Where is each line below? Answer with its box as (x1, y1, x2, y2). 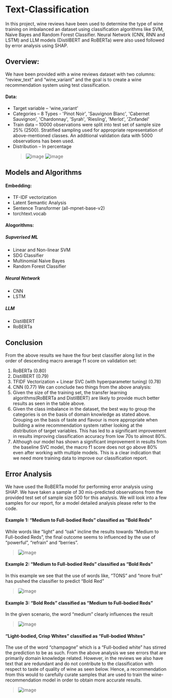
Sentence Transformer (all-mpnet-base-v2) (12, 205, 105, 211)
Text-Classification (5, 4, 89, 15)
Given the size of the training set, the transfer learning (12, 389, 127, 395)
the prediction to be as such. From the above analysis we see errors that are (5, 650, 166, 656)
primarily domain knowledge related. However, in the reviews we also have (5, 655, 163, 662)
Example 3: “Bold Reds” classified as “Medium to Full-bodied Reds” (5, 600, 153, 606)
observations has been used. (12, 138, 74, 144)
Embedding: (5, 182, 32, 189)
